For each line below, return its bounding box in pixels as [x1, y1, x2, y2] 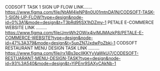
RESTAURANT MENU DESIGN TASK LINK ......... [5, 45, 100, 51]
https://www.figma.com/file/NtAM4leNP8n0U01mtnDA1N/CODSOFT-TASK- [5, 9, 155, 15]
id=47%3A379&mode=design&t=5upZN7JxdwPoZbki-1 [5, 40, 116, 45]
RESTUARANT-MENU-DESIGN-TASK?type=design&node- [5, 56, 121, 61]
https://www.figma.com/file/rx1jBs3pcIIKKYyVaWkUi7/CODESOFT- [5, 50, 139, 56]
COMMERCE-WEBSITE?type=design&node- [5, 35, 93, 41]
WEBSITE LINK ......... [5, 25, 47, 30]
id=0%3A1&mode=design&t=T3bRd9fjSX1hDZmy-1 [5, 19, 107, 25]
